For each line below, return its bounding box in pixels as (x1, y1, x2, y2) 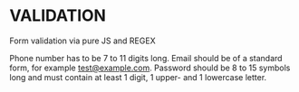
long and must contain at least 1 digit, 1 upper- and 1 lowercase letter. (9, 71, 267, 82)
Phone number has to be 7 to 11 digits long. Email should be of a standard (9, 52, 283, 63)
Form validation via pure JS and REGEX (9, 35, 156, 46)
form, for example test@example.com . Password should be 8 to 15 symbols (9, 62, 291, 73)
